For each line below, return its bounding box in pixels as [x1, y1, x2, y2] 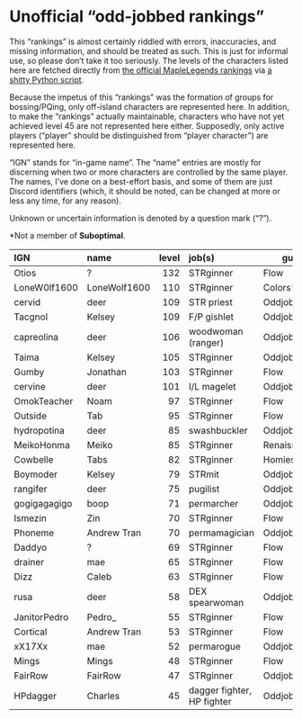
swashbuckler [188, 424, 249, 436]
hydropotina [13, 424, 65, 436]
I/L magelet [188, 380, 236, 392]
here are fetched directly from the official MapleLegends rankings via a [9, 65, 272, 76]
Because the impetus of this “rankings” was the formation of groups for [9, 92, 274, 103]
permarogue [188, 640, 241, 652]
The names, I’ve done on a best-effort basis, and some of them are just [9, 175, 273, 186]
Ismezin [13, 511, 48, 524]
